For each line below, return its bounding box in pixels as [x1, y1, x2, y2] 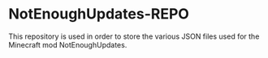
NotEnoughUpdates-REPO [8, 5, 189, 23]
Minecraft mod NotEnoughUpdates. [8, 39, 128, 49]
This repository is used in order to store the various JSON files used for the [8, 31, 260, 41]
